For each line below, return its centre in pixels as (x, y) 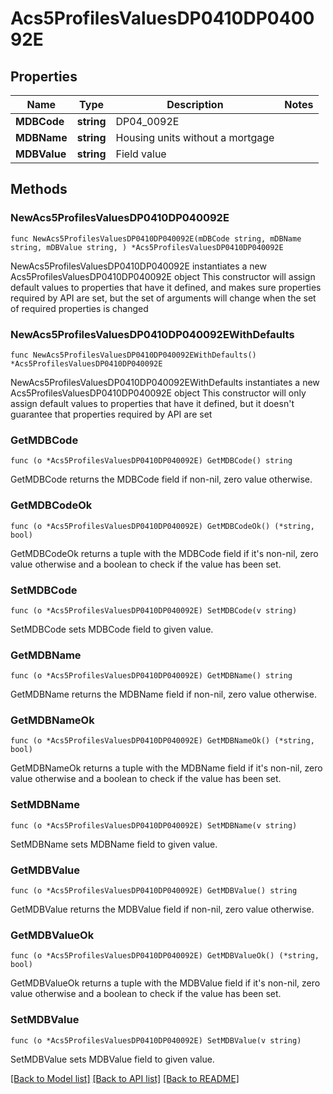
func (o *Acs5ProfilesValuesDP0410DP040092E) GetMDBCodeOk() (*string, (162, 526)
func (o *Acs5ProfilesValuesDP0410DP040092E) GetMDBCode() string (151, 461)
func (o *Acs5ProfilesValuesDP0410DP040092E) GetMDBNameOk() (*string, (162, 741)
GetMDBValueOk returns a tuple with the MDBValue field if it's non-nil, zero (165, 983)
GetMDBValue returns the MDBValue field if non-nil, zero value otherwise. (162, 909)
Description (195, 104)
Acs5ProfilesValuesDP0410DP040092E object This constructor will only (158, 393)
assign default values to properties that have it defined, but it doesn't (152, 403)
